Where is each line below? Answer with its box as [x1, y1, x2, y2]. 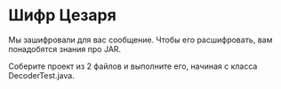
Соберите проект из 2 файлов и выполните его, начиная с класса [8, 61, 258, 71]
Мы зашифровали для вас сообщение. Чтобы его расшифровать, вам [8, 34, 273, 45]
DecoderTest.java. [8, 70, 75, 80]
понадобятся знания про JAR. [8, 43, 122, 54]
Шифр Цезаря [8, 5, 116, 26]
